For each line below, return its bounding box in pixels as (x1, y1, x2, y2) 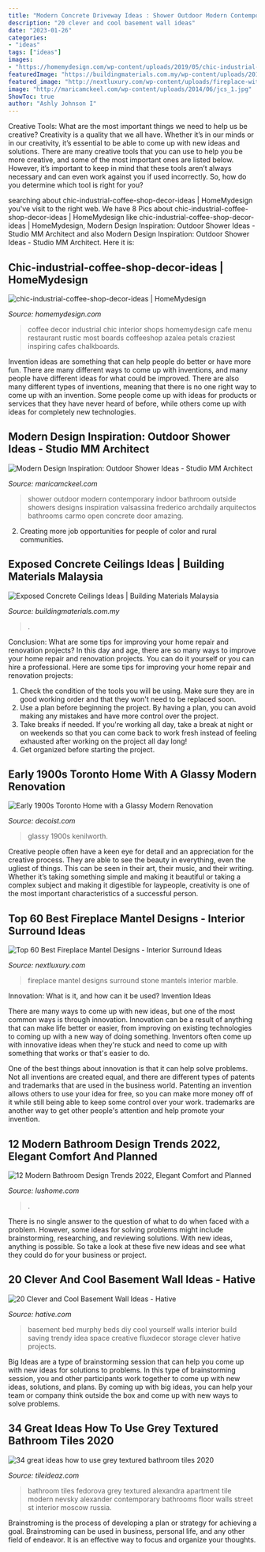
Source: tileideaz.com (8, 1471, 80, 1480)
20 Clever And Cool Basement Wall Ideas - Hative (8, 1273, 256, 1286)
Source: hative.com (8, 1309, 72, 1319)
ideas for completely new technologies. (8, 407, 136, 416)
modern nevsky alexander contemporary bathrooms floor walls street (27, 1494, 254, 1504)
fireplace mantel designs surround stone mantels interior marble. (27, 976, 238, 986)
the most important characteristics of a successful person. (8, 889, 199, 899)
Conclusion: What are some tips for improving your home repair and (8, 637, 229, 646)
